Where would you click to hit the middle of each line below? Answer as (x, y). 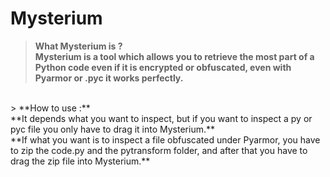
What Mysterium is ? (78, 46)
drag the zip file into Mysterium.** (80, 161)
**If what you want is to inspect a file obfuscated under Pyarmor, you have (165, 139)
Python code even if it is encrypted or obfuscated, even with (163, 67)
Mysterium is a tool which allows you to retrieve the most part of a (174, 56)
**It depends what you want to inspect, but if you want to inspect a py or (161, 118)
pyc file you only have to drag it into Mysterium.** (112, 129)
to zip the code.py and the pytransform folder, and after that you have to (159, 150)
